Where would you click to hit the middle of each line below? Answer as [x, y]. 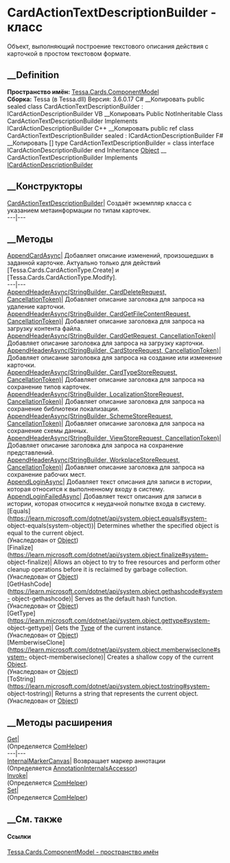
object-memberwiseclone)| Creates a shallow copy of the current [121, 657]
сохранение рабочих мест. [47, 475]
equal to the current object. [46, 533]
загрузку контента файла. [45, 328]
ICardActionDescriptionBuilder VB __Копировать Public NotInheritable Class [115, 113]
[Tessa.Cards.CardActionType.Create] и [63, 270]
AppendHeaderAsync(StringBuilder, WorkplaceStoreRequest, [94, 460]
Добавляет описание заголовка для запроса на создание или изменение [115, 358]
